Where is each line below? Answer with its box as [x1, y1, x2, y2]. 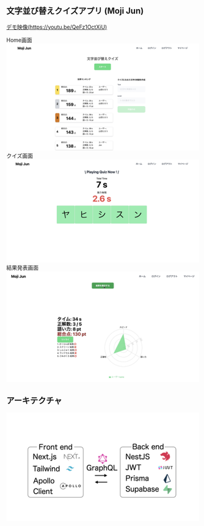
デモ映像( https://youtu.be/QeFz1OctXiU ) [6, 23, 107, 31]
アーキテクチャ [6, 395, 62, 406]
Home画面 [6, 36, 32, 44]
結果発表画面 [6, 264, 38, 272]
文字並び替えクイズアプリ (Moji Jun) [6, 6, 144, 17]
